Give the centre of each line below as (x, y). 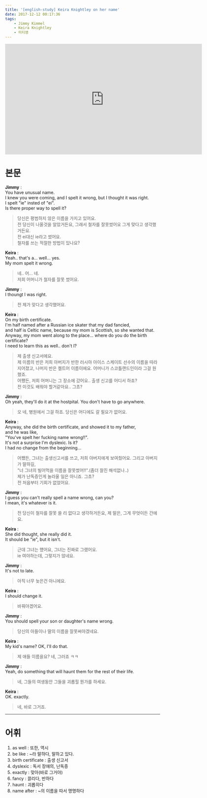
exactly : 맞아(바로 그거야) (37, 772)
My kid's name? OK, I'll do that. (37, 646)
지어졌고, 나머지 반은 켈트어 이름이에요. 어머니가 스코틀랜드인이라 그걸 (84, 368)
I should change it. (24, 596)
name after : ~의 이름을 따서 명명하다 (48, 791)
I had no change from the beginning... (43, 447)
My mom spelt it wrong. (29, 263)
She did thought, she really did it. (39, 534)
